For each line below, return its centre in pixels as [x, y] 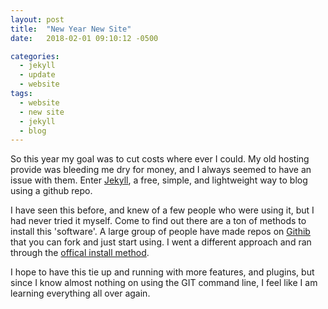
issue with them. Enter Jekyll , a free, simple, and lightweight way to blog [159, 180]
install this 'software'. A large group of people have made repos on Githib [160, 232]
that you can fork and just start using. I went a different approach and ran [161, 242]
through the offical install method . [80, 253]
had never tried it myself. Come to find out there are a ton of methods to [158, 221]
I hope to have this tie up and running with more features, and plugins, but [162, 272]
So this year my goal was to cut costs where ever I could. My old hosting [160, 159]
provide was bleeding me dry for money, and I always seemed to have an [161, 170]
